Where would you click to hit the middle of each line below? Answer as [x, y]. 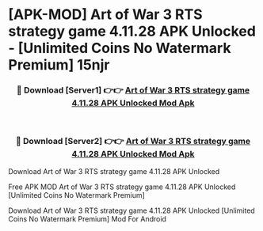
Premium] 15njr [59, 65]
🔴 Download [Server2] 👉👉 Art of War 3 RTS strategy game [133, 142]
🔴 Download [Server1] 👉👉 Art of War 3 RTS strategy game [133, 90]
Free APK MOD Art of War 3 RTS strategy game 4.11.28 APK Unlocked [122, 187]
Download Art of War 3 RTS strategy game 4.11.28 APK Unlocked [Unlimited [131, 210]
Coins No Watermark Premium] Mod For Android [87, 218]
